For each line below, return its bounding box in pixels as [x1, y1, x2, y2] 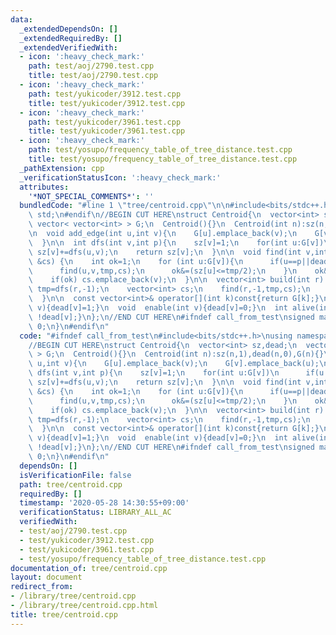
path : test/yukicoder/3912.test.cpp [28, 89, 182, 99]
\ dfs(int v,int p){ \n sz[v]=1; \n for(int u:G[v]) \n [28, 368, 280, 378]
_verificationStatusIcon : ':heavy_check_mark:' [19, 172, 222, 183]
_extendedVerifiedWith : [19, 42, 118, 53]
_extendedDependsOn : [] [19, 24, 118, 34]
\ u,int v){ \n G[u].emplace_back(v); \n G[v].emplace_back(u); [28, 359, 320, 369]
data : [10, 14, 33, 25]
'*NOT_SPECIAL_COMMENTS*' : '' [28, 191, 155, 201]
